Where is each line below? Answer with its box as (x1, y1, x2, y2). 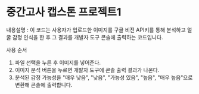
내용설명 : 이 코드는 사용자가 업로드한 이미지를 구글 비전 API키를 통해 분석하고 (6, 26, 186, 33)
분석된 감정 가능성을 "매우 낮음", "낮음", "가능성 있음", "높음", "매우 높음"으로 (14, 74, 193, 81)
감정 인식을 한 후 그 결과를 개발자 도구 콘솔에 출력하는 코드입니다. (12, 33, 163, 40)
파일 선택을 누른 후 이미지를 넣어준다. (14, 59, 101, 66)
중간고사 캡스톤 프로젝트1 (6, 5, 122, 19)
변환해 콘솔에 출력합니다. (14, 81, 73, 88)
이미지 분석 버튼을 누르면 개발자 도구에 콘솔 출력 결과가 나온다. (14, 66, 160, 73)
